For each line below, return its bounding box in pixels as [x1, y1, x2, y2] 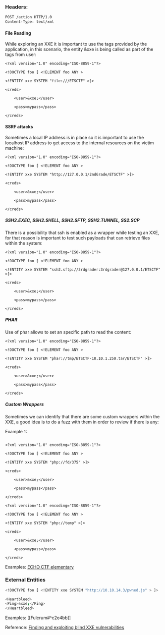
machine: [5, 145, 24, 151]
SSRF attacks [5, 123, 33, 129]
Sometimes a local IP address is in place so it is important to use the [5, 135, 144, 141]
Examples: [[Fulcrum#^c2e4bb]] [5, 615, 71, 621]
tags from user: [5, 52, 37, 58]
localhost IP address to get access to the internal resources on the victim [5, 140, 154, 146]
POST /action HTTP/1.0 [5, 15, 52, 20]
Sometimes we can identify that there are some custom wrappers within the [5, 414, 160, 420]
